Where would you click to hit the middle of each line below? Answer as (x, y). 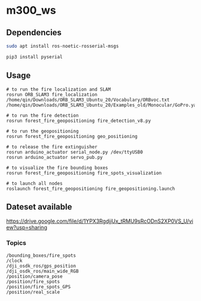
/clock (14, 260)
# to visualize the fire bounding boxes (57, 168)
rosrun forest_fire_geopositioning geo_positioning (72, 136)
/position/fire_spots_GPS (38, 287)
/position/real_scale (33, 292)
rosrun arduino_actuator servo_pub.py (54, 157)
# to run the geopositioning (42, 131)
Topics (16, 243)
